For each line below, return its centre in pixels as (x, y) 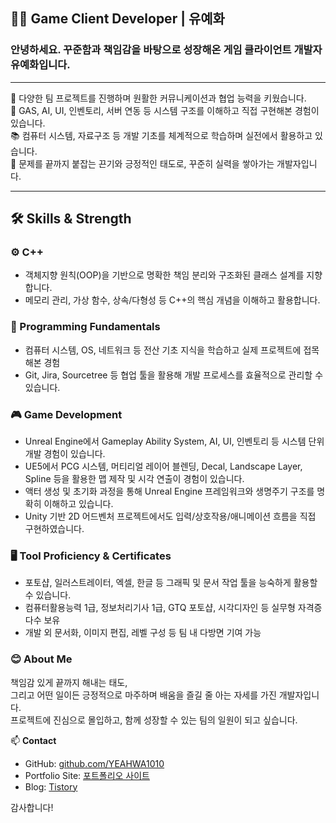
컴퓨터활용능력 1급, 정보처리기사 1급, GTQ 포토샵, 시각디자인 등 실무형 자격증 (173, 608)
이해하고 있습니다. (78, 503)
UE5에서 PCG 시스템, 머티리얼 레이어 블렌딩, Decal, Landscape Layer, (163, 466)
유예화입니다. (40, 65)
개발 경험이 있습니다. (65, 453)
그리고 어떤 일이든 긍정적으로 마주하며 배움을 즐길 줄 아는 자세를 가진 (143, 695)
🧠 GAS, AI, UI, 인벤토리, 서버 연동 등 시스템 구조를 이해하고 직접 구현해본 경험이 (165, 110)
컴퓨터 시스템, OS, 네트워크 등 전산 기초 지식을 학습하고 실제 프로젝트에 (163, 350)
